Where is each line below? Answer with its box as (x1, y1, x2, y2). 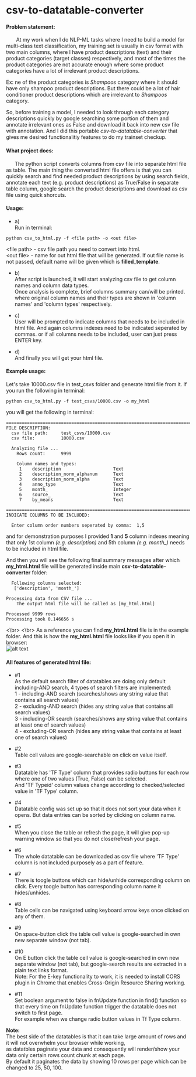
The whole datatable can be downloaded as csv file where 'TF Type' (14, 853, 180, 860)
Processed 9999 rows (6, 611, 57, 617)
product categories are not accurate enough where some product (6, 61, 164, 68)
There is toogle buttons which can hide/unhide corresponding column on (14, 877, 190, 884)
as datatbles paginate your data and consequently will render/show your (6, 1045, 180, 1052)
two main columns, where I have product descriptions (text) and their (6, 49, 172, 56)
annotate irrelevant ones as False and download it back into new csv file (6, 121, 180, 128)
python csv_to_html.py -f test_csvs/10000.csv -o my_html (6, 398, 150, 404)
